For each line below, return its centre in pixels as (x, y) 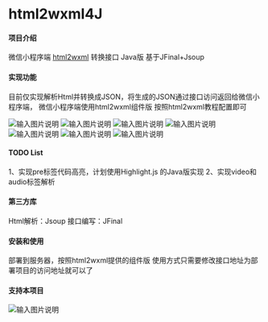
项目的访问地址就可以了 (54, 270)
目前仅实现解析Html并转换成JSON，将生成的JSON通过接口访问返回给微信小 (134, 97)
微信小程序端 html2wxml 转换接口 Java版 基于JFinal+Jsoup (107, 57)
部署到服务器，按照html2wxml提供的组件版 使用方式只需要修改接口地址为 (130, 260)
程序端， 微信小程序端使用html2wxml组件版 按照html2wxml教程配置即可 (128, 106)
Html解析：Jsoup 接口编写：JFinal (66, 221)
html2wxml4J (56, 14)
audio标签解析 (32, 181)
